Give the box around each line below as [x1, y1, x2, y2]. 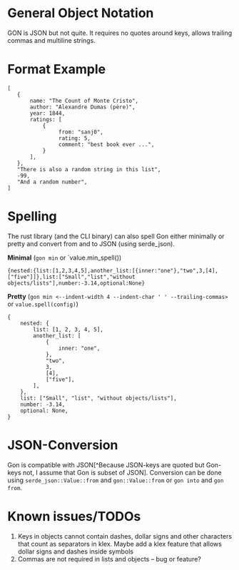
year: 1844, [29, 109, 66, 117]
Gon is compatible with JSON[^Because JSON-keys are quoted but [7, 460, 205, 469]
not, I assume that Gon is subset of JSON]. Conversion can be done [22, 468, 223, 477]
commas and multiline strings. [7, 36, 96, 44]
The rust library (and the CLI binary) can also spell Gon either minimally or [7, 232, 225, 240]
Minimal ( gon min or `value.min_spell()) [7, 253, 122, 262]
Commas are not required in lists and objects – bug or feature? [17, 554, 202, 563]
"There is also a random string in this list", [16, 166, 161, 173]
